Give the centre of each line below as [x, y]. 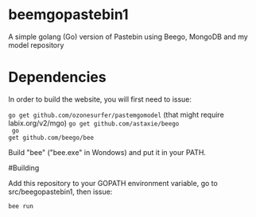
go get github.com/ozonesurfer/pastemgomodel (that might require [116, 114]
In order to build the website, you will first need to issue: [100, 99]
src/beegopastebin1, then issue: [60, 192]
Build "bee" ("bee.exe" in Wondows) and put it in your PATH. [107, 152]
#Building [24, 168]
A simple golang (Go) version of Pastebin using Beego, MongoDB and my [128, 37]
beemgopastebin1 [68, 15]
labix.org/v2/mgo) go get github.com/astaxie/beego [94, 123]
